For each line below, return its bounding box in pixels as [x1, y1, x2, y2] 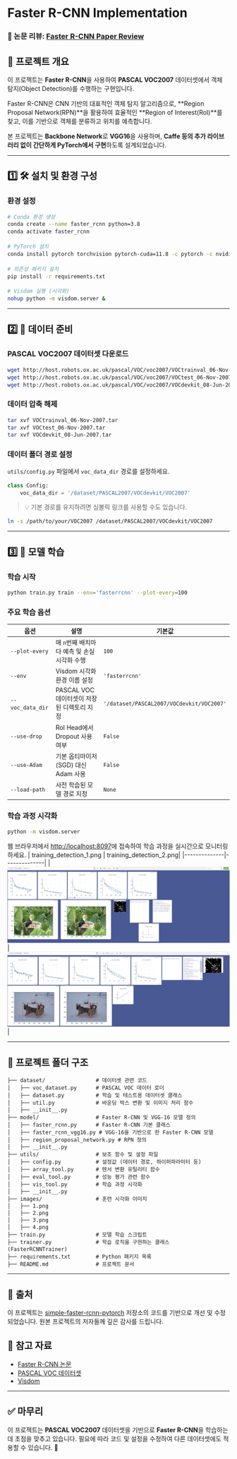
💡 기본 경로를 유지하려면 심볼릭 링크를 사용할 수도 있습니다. [24, 503, 188, 511]
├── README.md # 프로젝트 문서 [7, 1261, 135, 1268]
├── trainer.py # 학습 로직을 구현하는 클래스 [7, 1239, 170, 1246]
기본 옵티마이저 [55, 751, 97, 760]
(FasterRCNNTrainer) [7, 1246, 68, 1253]
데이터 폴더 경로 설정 [7, 449, 73, 459]
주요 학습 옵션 [7, 607, 51, 617]
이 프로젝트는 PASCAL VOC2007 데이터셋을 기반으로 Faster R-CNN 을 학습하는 [7, 1425, 229, 1434]
